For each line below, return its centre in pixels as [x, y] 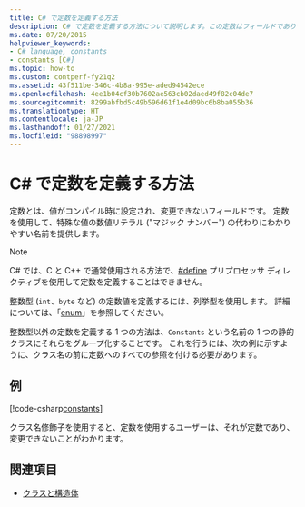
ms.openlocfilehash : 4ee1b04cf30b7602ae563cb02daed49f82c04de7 [132, 94]
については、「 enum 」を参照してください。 [89, 312]
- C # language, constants [58, 52]
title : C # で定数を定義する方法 [64, 18]
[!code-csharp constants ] [56, 408]
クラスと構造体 [50, 493]
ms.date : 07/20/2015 [49, 35]
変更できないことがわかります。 [69, 438]
